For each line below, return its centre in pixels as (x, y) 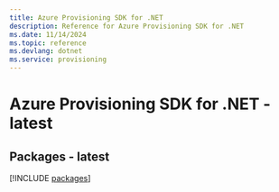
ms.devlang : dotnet (46, 51)
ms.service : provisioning (58, 59)
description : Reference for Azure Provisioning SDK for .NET (127, 26)
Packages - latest (60, 156)
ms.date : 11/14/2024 (48, 34)
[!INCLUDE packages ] (50, 178)
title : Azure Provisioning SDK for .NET (87, 18)
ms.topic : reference (48, 43)
